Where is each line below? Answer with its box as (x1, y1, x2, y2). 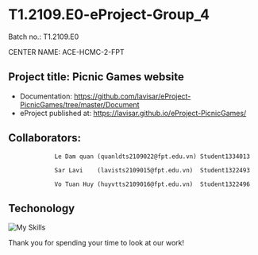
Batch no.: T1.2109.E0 (8, 32, 79, 41)
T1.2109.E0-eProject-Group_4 (8, 6, 210, 24)
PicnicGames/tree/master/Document (19, 99, 140, 109)
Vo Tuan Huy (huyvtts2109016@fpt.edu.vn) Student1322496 (54, 180, 250, 188)
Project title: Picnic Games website (8, 70, 184, 84)
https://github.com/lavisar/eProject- (74, 91, 191, 101)
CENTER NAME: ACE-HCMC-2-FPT (8, 47, 125, 56)
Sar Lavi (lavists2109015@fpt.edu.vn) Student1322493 (54, 166, 250, 174)
